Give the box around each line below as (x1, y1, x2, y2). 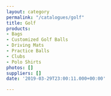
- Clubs (6, 53, 26, 59)
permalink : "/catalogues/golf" (6, 14, 85, 20)
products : (6, 25, 31, 32)
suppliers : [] (6, 70, 42, 76)
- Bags (6, 31, 23, 37)
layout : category (6, 8, 50, 15)
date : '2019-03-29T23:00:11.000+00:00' (6, 76, 106, 82)
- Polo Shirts (6, 59, 42, 65)
